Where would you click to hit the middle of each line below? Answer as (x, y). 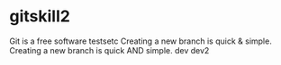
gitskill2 (40, 16)
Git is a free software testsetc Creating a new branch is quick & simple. (140, 41)
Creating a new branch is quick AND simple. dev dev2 (109, 50)
